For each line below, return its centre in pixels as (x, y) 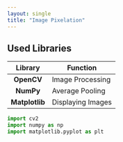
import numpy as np (35, 125)
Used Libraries (39, 48)
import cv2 (23, 119)
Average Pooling (79, 91)
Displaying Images (82, 102)
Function (82, 68)
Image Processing (81, 79)
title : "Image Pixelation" (46, 20)
